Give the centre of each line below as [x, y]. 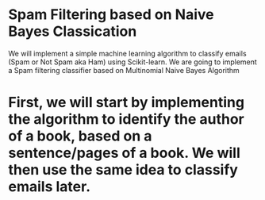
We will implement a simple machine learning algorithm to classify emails [128, 53]
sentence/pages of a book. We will [124, 153]
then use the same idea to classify [123, 170]
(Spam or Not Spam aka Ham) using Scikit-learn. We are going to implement [133, 62]
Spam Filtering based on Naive [111, 15]
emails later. [50, 187]
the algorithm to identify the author [126, 119]
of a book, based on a [80, 136]
